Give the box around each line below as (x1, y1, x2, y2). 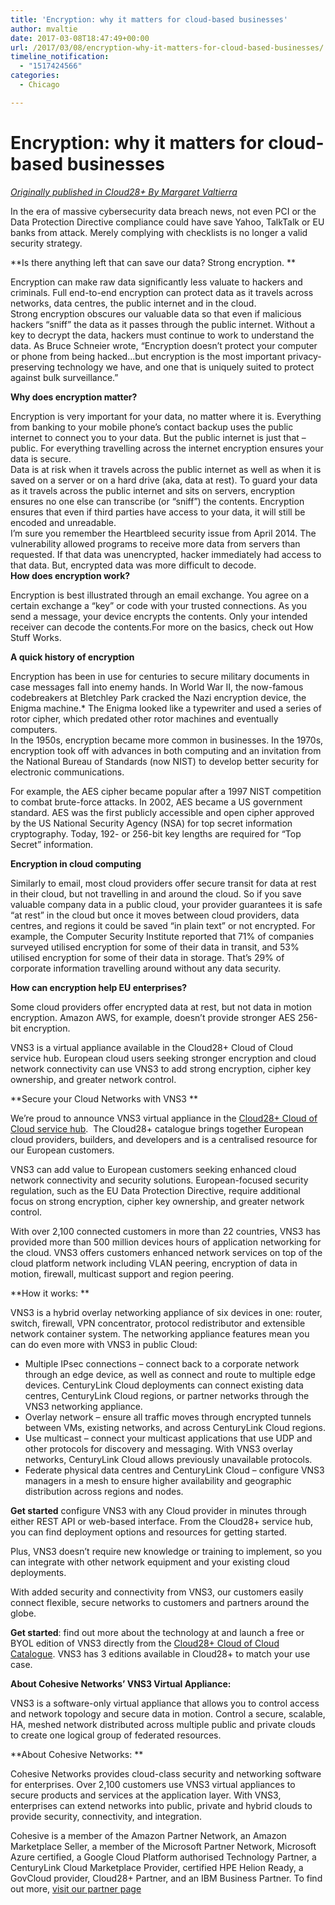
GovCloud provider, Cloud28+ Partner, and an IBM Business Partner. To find (10, 1872, 323, 1884)
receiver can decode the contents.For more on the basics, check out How (10, 621, 314, 633)
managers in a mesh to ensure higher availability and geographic (24, 1474, 292, 1486)
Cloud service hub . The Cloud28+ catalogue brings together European (10, 1122, 304, 1135)
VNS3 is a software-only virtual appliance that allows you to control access (10, 1697, 320, 1709)
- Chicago (19, 80, 60, 90)
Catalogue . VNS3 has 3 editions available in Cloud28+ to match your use (10, 1647, 311, 1660)
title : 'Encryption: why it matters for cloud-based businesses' (10, 14, 288, 25)
